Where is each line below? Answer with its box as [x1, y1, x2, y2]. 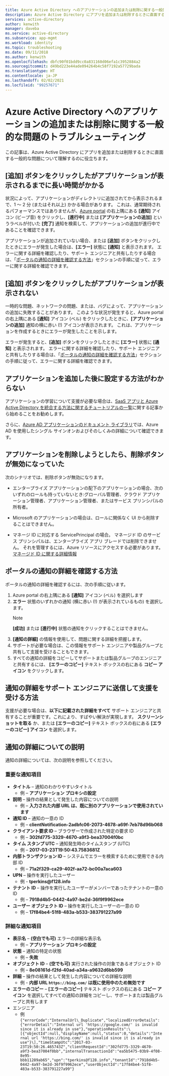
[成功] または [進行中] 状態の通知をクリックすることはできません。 [12, 625, 151, 631]
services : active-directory [5, 17, 64, 22]
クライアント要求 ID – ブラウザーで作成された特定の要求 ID [12, 828, 134, 834]
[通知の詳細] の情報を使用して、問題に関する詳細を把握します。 [12, 636, 144, 642]
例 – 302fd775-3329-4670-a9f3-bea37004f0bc [20, 834, 124, 840]
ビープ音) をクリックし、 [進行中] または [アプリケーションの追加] [17, 214, 152, 220]
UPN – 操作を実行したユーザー [12, 872, 75, 878]
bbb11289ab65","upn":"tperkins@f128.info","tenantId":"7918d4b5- [20, 1057, 160, 1062]
